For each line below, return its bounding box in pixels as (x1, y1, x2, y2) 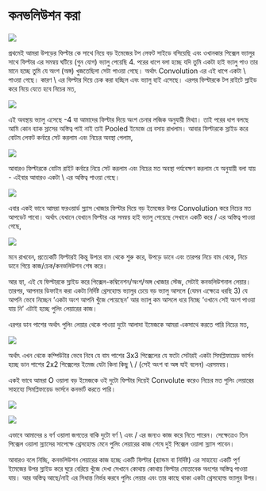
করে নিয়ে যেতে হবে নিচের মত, (8, 84, 77, 93)
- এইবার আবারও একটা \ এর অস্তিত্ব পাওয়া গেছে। (8, 172, 121, 181)
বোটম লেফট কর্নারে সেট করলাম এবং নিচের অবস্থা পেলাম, (8, 132, 133, 142)
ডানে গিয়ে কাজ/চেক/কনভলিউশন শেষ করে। (8, 261, 108, 271)
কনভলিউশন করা (8, 6, 81, 25)
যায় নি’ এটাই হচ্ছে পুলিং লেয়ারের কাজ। (8, 303, 98, 313)
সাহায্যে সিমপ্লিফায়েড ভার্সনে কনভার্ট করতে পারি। (8, 384, 117, 394)
